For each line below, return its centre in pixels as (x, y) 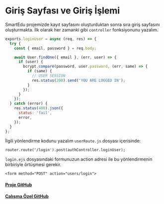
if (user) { (31, 62)
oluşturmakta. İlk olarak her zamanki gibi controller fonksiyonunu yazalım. (82, 29)
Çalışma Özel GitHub (27, 196)
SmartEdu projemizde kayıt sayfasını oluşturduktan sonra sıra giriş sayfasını (82, 24)
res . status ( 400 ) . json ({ (39, 108)
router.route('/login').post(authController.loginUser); (65, 150)
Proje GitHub (19, 185)
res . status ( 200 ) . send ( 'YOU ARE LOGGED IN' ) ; (79, 80)
